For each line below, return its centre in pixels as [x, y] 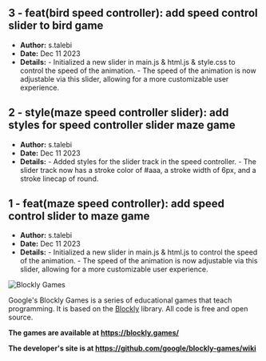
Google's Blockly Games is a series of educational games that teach [120, 300]
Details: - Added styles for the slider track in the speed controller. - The [138, 161]
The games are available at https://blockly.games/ [94, 333]
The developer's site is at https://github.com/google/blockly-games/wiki [133, 348]
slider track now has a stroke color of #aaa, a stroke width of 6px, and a [138, 170]
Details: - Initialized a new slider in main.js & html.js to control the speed [139, 252]
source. [21, 317]
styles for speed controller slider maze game [122, 125]
